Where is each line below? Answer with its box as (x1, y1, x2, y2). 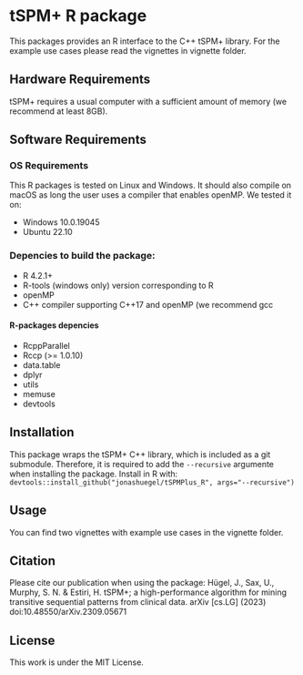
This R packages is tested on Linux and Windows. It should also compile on (9, 179, 292, 191)
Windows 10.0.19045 (22, 217, 100, 228)
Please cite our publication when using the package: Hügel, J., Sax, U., (9, 578, 275, 588)
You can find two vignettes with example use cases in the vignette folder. (9, 527, 284, 537)
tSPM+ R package (9, 5, 147, 26)
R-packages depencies (9, 320, 99, 331)
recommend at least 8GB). (9, 106, 108, 117)
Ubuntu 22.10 (22, 227, 73, 238)
